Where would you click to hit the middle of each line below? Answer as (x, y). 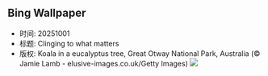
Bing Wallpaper (47, 13)
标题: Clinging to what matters (69, 43)
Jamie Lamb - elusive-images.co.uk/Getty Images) (104, 63)
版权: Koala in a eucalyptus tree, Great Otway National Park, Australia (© (140, 53)
